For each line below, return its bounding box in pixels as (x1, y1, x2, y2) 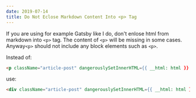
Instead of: (6, 54, 32, 61)
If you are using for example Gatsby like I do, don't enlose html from (6, 30, 169, 37)
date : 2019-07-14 (6, 8, 48, 15)
